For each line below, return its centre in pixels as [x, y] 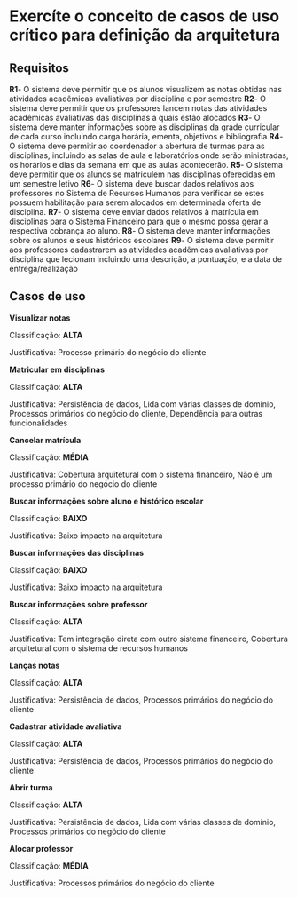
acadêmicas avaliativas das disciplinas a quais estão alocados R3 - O [135, 118]
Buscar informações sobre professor [78, 604]
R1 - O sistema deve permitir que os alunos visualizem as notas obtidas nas [145, 89]
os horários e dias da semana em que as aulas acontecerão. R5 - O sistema [146, 165]
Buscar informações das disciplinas [77, 552]
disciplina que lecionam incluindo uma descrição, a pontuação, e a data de [145, 259]
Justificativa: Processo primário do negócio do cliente [108, 352]
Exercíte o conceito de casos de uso [145, 16]
